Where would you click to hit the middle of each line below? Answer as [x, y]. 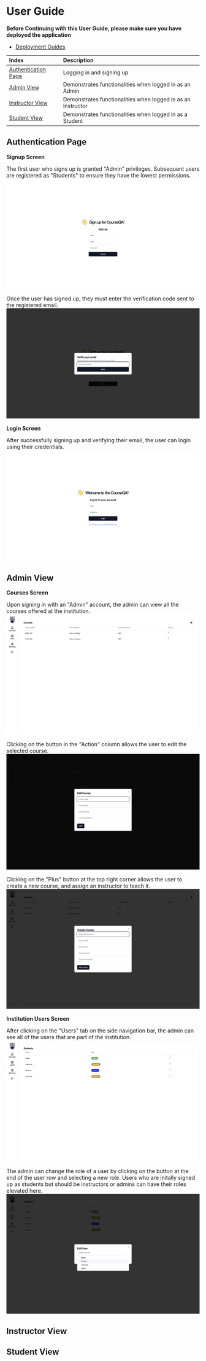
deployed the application [39, 34]
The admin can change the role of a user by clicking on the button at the [97, 1171]
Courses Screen [27, 593]
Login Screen [24, 428]
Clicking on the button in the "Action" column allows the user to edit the [97, 744]
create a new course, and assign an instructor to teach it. [78, 886]
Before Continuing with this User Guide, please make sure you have [94, 28]
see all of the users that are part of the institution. [69, 1037]
